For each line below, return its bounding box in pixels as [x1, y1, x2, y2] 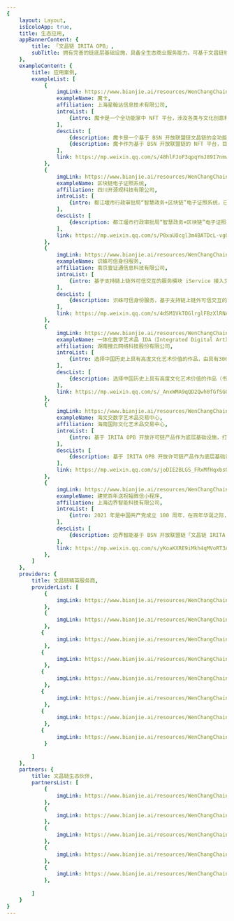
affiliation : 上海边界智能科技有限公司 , [56, 499, 163, 506]
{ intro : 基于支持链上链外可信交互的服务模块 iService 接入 [68, 278, 224, 285]
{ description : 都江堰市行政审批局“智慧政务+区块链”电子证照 [68, 219, 226, 226]
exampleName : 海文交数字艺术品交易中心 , [56, 414, 163, 421]
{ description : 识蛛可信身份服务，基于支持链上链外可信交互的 [68, 297, 228, 304]
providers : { [19, 571, 57, 578]
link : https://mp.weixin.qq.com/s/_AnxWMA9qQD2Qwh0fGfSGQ [56, 388, 229, 395]
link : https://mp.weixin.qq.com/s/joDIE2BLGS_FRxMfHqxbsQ [56, 467, 229, 474]
